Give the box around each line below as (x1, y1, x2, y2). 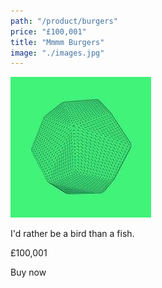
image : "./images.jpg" (10, 48, 105, 58)
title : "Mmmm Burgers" (10, 37, 105, 47)
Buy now (10, 266, 47, 279)
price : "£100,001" (10, 26, 87, 37)
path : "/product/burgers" (10, 16, 118, 26)
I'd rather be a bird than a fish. (10, 228, 135, 240)
